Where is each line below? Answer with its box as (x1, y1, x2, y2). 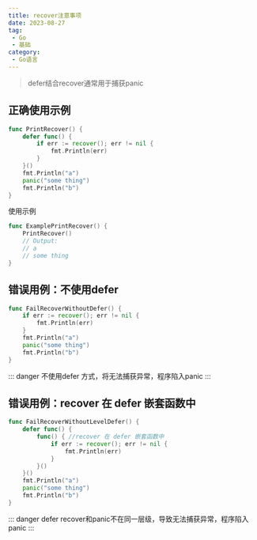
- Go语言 (11, 56, 38, 64)
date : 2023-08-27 (8, 19, 66, 27)
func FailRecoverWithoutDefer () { (8, 304, 123, 312)
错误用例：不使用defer (8, 283, 119, 296)
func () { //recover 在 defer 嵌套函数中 (36, 432, 164, 441)
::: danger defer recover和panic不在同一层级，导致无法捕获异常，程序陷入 (8, 514, 249, 523)
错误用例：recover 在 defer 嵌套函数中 (8, 396, 196, 410)
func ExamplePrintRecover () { (8, 222, 108, 230)
